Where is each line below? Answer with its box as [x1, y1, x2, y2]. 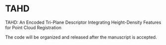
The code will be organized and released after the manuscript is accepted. [5, 34, 157, 40]
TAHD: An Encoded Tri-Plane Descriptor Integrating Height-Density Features [5, 19, 162, 25]
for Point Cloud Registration [5, 24, 62, 30]
